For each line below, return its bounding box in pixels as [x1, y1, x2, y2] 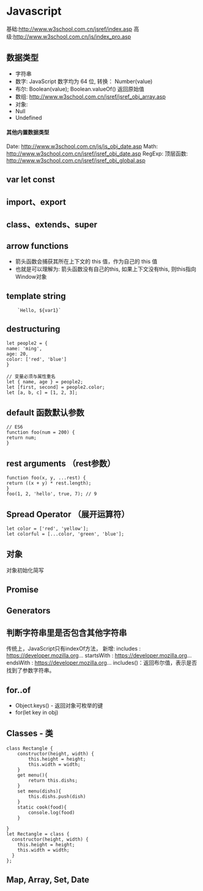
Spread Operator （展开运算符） [6, 509, 130, 519]
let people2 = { [6, 340, 48, 346]
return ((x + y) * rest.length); [6, 480, 92, 487]
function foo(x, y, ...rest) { [6, 475, 86, 481]
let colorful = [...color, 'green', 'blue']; [6, 531, 124, 537]
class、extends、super [6, 220, 98, 230]
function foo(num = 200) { [6, 429, 75, 435]
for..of [6, 685, 31, 695]
